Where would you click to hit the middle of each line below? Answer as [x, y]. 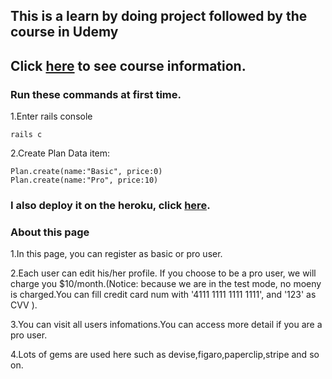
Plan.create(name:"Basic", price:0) [86, 172]
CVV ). [24, 305]
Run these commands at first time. [96, 94]
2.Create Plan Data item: [60, 153]
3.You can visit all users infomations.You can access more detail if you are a [166, 325]
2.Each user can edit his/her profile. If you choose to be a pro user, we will [163, 273]
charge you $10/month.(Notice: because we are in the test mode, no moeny [166, 284]
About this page [50, 232]
